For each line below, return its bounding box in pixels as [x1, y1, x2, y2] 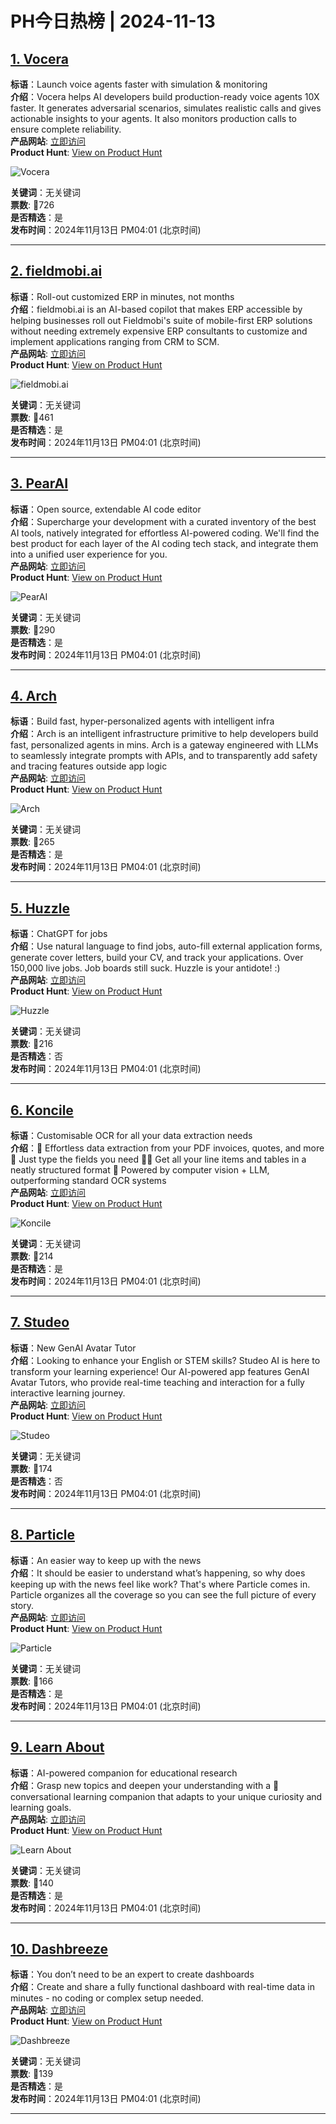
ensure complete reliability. [10, 123, 122, 135]
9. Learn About [10, 1739, 105, 1756]
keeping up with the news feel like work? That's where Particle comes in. [10, 1578, 311, 1590]
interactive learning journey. [10, 1387, 126, 1399]
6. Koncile [10, 1102, 74, 1119]
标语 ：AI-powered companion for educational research [10, 1767, 238, 1779]
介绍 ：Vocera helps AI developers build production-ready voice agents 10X [10, 91, 320, 102]
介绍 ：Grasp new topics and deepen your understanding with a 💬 [10, 1779, 280, 1791]
